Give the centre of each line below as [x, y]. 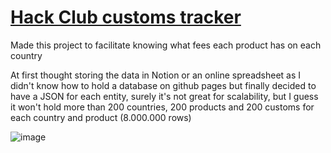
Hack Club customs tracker [126, 17]
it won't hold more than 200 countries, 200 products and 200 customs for [162, 107]
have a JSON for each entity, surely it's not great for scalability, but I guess [164, 96]
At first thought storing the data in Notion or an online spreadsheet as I [156, 75]
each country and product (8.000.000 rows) [101, 117]
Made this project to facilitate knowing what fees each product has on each [166, 45]
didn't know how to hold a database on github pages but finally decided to [163, 85]
